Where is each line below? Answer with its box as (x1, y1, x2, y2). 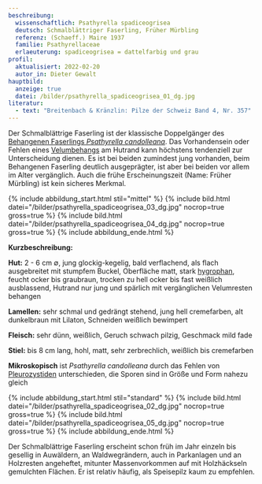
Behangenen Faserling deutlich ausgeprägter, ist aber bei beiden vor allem (8, 162, 250, 171)
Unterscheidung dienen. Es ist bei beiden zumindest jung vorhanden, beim (8, 154, 250, 162)
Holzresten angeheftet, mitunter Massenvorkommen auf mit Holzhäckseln (8, 459, 248, 467)
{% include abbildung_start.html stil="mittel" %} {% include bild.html (8, 194, 231, 203)
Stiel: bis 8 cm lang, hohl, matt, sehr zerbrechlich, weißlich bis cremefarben (8, 346, 254, 355)
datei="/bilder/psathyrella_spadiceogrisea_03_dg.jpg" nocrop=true (8, 203, 225, 211)
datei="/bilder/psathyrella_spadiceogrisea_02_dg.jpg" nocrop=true (8, 401, 225, 411)
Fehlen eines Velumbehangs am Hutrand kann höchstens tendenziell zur (8, 145, 243, 155)
